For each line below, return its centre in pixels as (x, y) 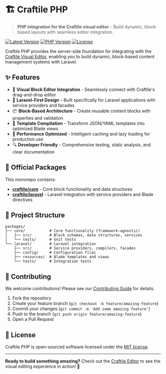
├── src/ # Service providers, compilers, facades (75, 248)
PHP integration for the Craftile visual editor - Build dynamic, (80, 27)
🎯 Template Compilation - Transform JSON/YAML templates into (78, 123)
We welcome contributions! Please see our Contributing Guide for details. (80, 289)
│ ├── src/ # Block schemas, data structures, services (74, 235)
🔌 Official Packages (36, 168)
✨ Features (22, 77)
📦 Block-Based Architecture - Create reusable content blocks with (81, 111)
